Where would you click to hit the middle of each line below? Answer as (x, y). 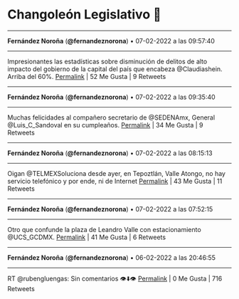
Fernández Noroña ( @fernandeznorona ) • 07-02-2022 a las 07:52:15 (110, 209)
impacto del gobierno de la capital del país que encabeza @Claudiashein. (115, 69)
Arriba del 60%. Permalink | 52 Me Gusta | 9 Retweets (87, 76)
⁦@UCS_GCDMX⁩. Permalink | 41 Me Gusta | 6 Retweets (86, 237)
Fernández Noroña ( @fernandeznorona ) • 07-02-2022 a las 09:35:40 (111, 97)
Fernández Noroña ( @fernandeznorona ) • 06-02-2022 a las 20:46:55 (111, 257)
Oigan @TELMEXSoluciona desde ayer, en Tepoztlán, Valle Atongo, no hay (117, 173)
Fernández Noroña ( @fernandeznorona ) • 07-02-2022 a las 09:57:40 (111, 41)
